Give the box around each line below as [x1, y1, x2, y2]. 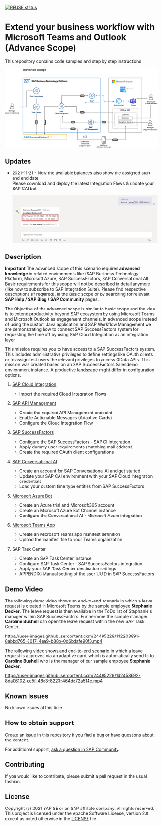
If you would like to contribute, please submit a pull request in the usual [5, 773, 147, 779]
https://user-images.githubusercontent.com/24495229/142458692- [5, 673, 141, 679]
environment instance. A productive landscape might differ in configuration [5, 367, 155, 373]
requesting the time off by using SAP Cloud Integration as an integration [5, 332, 148, 338]
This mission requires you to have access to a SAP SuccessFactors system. [5, 346, 156, 352]
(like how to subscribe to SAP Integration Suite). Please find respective [5, 286, 146, 292]
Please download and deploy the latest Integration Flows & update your [12, 180, 154, 187]
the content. [5, 737, 29, 743]
